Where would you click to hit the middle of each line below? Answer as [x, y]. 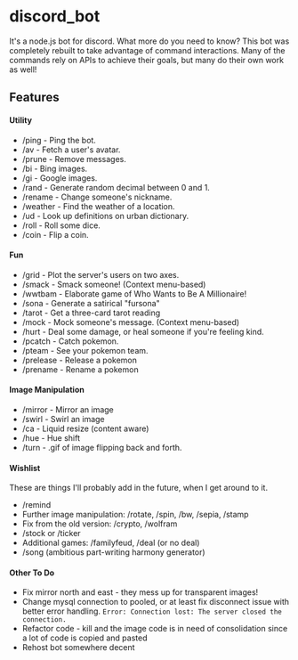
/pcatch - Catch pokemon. [70, 341]
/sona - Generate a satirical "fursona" [91, 303]
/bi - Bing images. [55, 168]
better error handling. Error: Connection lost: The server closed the [152, 611]
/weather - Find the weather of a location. [98, 206]
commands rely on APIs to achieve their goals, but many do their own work [147, 60]
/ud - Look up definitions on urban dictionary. [105, 216]
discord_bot [55, 16]
